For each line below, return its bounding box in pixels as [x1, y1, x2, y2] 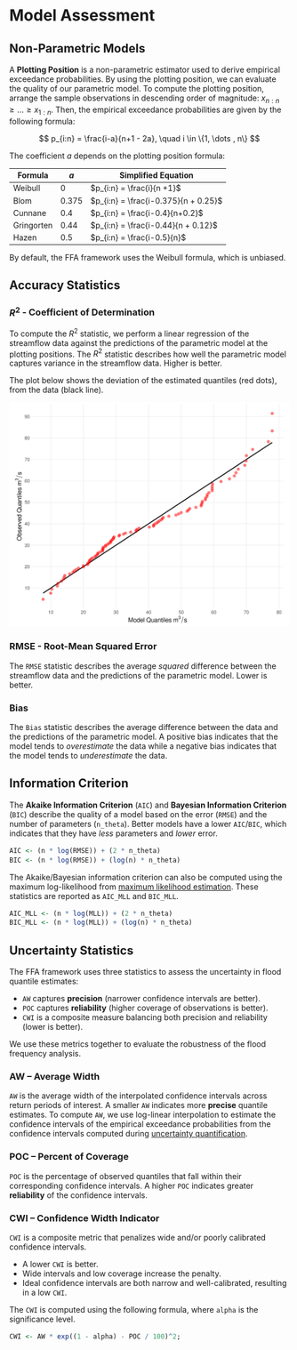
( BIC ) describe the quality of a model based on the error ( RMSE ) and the [9, 808, 268, 819]
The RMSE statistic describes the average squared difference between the [9, 660, 277, 671]
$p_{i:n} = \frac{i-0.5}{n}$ [90, 232, 187, 243]
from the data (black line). [9, 384, 104, 396]
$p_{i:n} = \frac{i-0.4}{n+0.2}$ [90, 207, 204, 218]
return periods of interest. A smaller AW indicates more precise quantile [9, 1100, 269, 1111]
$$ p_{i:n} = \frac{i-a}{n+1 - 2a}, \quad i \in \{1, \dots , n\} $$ [38, 133, 261, 143]
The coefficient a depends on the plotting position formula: [9, 150, 225, 161]
